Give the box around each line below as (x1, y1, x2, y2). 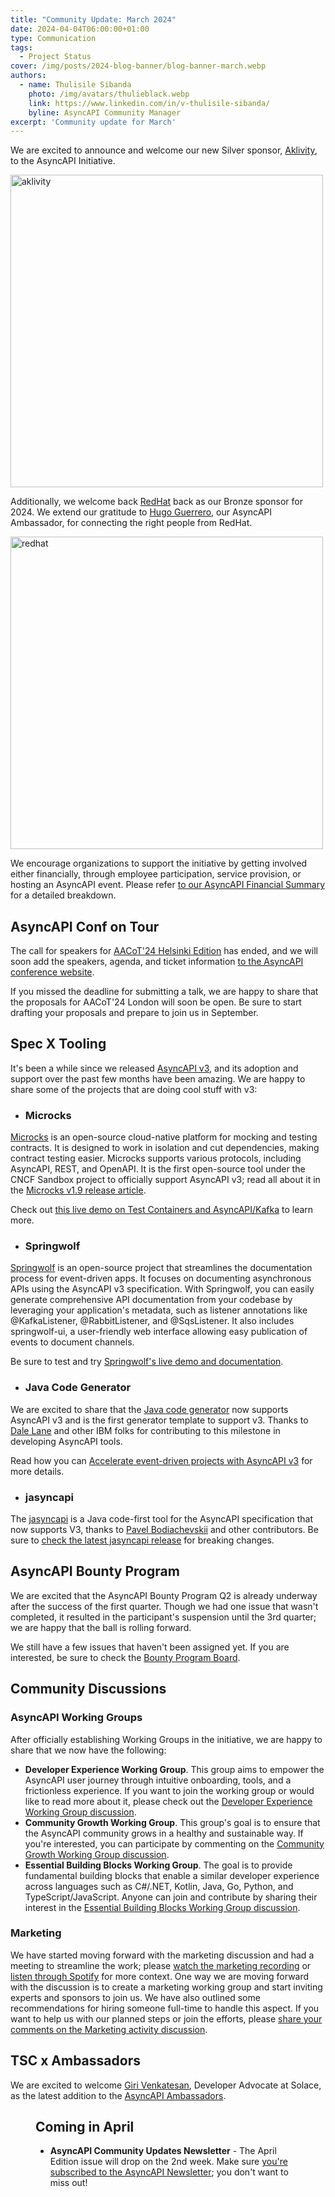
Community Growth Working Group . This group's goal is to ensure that (24, 1816, 321, 1828)
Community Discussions (10, 1681, 167, 1698)
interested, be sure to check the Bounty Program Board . (10, 1651, 241, 1663)
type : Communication (10, 33, 97, 43)
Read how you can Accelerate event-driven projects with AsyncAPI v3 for (10, 1454, 313, 1466)
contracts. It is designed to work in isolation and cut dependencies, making (10, 1142, 320, 1154)
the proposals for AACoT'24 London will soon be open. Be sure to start (10, 996, 302, 1008)
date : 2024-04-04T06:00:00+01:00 (10, 24, 150, 34)
